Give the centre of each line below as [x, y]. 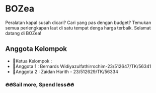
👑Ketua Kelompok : [32, 61]
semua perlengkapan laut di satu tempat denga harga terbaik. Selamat [78, 27]
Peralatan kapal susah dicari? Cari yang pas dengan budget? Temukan [78, 22]
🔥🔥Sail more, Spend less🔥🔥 [40, 84]
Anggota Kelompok [36, 49]
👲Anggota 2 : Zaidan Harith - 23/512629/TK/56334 [65, 71]
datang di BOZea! [23, 33]
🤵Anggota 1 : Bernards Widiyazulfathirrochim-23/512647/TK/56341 [82, 66]
